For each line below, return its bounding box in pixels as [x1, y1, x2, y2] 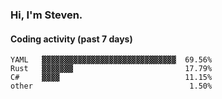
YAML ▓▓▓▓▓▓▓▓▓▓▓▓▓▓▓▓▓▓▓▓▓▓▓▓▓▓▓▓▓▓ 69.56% [10, 55, 213, 65]
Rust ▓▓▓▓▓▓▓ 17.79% [10, 64, 213, 74]
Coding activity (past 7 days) [10, 33, 133, 45]
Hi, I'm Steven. [10, 8, 83, 22]
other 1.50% [10, 81, 213, 92]
